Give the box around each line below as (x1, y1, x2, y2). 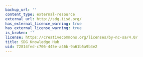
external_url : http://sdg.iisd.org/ (5, 16, 82, 21)
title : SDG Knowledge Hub (5, 40, 59, 45)
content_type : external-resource (5, 12, 75, 17)
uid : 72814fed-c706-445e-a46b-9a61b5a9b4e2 (5, 44, 98, 49)
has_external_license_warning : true (5, 26, 82, 31)
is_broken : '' (5, 30, 35, 35)
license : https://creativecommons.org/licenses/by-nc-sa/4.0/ (5, 35, 138, 40)
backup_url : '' (5, 7, 37, 12)
